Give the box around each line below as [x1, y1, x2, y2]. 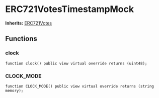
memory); [5, 88, 24, 93]
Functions [5, 34, 38, 43]
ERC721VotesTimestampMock [5, 3, 134, 15]
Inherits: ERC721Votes [5, 20, 52, 26]
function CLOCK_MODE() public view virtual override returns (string [5, 83, 154, 88]
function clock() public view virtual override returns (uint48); [5, 61, 147, 66]
